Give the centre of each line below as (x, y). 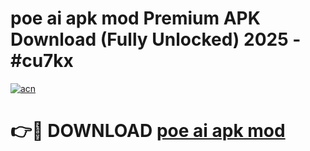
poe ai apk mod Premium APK (135, 18)
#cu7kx (42, 61)
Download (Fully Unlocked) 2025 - (156, 39)
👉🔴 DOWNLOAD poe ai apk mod (148, 131)
